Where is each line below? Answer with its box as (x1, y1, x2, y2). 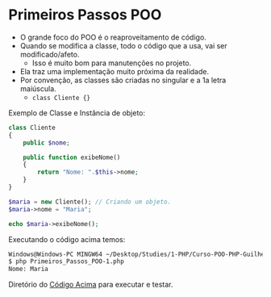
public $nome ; (23, 139, 70, 147)
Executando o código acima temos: (8, 234, 126, 244)
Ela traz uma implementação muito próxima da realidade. (19, 66, 210, 76)
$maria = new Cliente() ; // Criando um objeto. (8, 198, 172, 206)
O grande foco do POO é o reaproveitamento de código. (19, 32, 207, 42)
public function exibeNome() (23, 153, 121, 161)
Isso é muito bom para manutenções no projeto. (31, 58, 192, 68)
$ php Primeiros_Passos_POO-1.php (8, 257, 125, 266)
